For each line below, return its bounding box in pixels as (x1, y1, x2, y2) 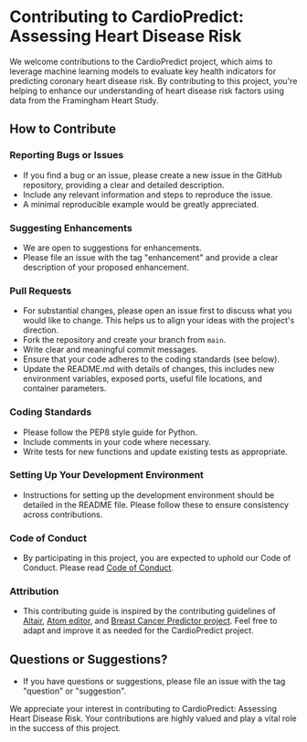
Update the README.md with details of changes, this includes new (22, 364, 275, 375)
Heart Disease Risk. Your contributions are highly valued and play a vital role (9, 713, 297, 724)
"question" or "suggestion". (22, 685, 127, 696)
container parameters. (22, 383, 107, 394)
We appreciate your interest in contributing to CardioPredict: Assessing (9, 704, 277, 715)
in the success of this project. (9, 723, 122, 734)
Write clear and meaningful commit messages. (22, 344, 198, 355)
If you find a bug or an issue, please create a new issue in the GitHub (22, 169, 283, 180)
